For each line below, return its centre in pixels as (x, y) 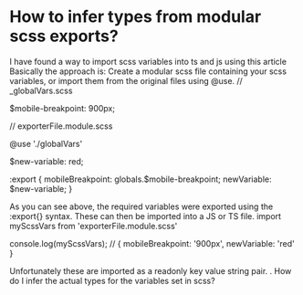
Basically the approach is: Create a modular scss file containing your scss (148, 71)
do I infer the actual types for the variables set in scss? (113, 280)
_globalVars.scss (41, 90)
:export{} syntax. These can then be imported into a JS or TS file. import (145, 216)
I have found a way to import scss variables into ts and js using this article (148, 61)
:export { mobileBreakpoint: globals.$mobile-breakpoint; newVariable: (141, 179)
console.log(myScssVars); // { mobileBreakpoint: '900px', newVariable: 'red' (152, 243)
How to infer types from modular (136, 17)
